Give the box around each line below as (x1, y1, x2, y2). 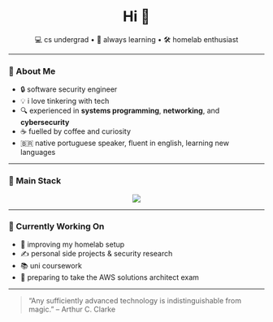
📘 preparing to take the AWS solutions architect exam (19, 272, 199, 282)
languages (19, 148, 56, 157)
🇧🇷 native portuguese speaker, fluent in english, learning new (19, 138, 230, 148)
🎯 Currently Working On (8, 221, 105, 232)
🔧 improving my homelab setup (19, 239, 125, 249)
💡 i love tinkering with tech (19, 97, 110, 106)
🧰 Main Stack (8, 175, 62, 187)
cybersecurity (19, 118, 70, 127)
